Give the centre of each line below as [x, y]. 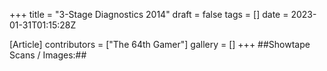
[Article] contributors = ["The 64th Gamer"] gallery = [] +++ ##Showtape [160, 44]
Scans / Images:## [48, 55]
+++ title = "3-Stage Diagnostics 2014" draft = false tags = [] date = [149, 14]
